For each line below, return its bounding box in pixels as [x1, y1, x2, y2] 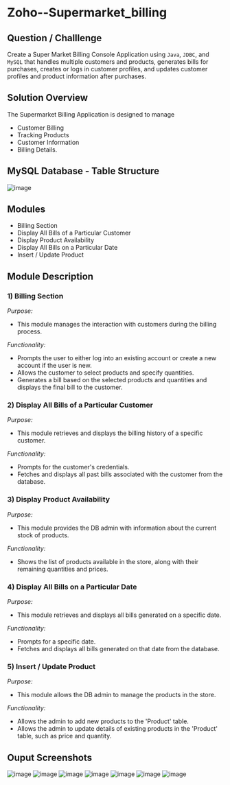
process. [16, 327, 43, 336]
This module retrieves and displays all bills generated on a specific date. [16, 611, 222, 619]
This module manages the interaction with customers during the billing [16, 320, 217, 329]
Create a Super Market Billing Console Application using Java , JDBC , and [7, 50, 209, 58]
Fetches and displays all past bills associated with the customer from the [16, 470, 223, 478]
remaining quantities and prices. [16, 565, 108, 573]
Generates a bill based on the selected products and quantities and [16, 376, 207, 384]
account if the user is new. [16, 362, 92, 370]
